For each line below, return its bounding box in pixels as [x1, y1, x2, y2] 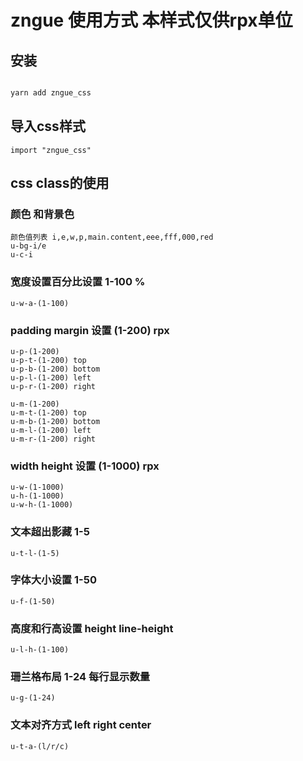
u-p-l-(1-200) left [10, 372, 92, 383]
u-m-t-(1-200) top [10, 407, 87, 418]
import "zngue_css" [10, 145, 92, 155]
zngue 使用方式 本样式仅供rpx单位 [10, 9, 293, 32]
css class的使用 [10, 175, 110, 192]
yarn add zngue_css [10, 88, 92, 98]
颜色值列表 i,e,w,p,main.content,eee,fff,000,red [10, 232, 214, 243]
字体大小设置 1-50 [10, 573, 97, 587]
